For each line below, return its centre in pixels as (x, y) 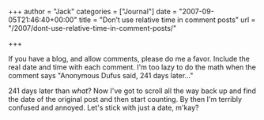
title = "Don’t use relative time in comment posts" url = (167, 20)
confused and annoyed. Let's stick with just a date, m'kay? (104, 107)
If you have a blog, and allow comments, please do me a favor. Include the (129, 59)
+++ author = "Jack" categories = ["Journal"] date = (93, 11)
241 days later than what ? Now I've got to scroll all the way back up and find (132, 91)
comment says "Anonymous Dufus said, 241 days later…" (101, 75)
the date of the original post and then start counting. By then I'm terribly (125, 99)
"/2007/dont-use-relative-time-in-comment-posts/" (92, 28)
